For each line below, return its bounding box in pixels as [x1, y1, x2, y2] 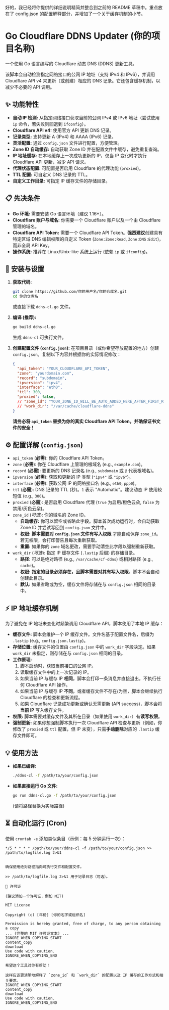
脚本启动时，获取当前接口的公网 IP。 [20, 663, 97, 669]
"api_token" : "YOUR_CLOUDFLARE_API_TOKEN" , [17, 366, 110, 371]
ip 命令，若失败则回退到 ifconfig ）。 [12, 121, 89, 127]
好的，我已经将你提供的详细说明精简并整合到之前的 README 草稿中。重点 [5, 5, 158, 10]
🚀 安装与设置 [5, 264, 44, 273]
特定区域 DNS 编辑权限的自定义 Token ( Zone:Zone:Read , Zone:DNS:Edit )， [12, 236, 163, 242]
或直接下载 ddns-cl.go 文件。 [12, 304, 73, 310]
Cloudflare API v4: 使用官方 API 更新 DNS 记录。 [12, 127, 114, 133]
